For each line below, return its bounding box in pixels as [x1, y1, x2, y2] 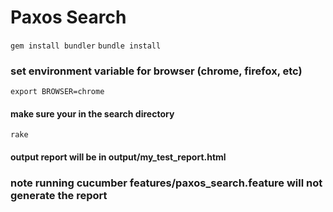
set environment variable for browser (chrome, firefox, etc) [10, 64, 303, 78]
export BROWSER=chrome [10, 87, 105, 97]
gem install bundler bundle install [10, 41, 162, 51]
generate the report [10, 188, 108, 202]
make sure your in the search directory [10, 107, 175, 120]
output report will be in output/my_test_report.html [10, 151, 227, 163]
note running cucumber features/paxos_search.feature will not [10, 176, 323, 190]
